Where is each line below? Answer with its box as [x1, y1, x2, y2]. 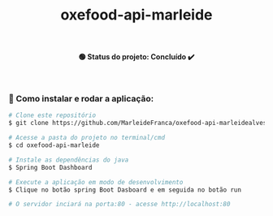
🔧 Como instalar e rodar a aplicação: [8, 93, 154, 105]
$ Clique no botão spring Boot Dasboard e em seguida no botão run [8, 185, 242, 194]
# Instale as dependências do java [8, 156, 129, 164]
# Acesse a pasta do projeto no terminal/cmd [8, 134, 165, 142]
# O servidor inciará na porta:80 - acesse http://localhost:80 [8, 201, 231, 209]
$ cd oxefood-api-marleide [8, 141, 100, 149]
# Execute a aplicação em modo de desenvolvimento [8, 178, 184, 186]
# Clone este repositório [8, 111, 96, 119]
